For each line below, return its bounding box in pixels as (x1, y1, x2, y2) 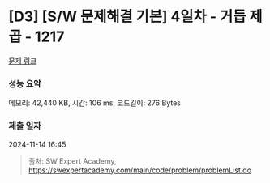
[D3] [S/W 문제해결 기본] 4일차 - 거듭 (8, 7, 246, 26)
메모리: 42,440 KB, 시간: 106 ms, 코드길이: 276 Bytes (8, 98, 181, 108)
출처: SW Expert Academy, (28, 155, 117, 166)
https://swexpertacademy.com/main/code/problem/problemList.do (28, 165, 252, 175)
